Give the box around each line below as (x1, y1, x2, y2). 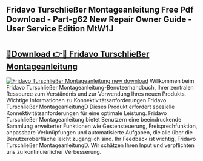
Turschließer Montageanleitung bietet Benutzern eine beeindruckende (6, 116, 182, 123)
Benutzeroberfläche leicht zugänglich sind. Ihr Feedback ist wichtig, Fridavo (6, 136, 196, 142)
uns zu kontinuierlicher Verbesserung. (6, 148, 102, 155)
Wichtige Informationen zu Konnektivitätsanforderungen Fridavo (6, 97, 167, 103)
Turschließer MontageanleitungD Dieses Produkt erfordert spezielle (6, 103, 175, 110)
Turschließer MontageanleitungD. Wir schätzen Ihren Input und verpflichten (6, 142, 195, 149)
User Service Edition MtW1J (6, 24, 114, 34)
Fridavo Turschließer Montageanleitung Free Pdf (6, 5, 194, 15)
